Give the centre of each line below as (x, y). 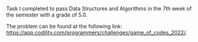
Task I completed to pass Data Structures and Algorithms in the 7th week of (99, 9)
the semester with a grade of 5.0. (47, 15)
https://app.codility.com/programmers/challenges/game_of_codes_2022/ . (97, 33)
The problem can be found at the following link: (64, 26)
